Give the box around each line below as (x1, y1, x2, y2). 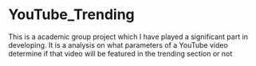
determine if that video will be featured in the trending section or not (8, 49, 233, 58)
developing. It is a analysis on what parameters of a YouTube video (8, 40, 229, 49)
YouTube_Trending (8, 6, 136, 24)
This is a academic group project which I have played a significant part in (8, 32, 249, 41)
